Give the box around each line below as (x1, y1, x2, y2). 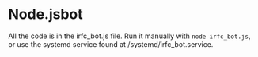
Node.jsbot (8, 5, 83, 23)
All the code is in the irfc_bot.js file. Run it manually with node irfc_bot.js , (8, 31, 251, 41)
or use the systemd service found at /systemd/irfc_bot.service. (8, 39, 214, 48)
